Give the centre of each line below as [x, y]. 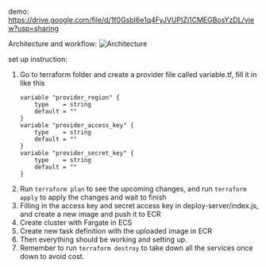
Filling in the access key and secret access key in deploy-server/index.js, [139, 205]
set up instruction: [38, 59]
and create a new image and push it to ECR [90, 214]
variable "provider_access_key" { [77, 126]
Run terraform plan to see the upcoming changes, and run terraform [133, 189]
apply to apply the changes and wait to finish [93, 197]
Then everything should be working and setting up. [104, 239]
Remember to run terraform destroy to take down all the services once [136, 248]
